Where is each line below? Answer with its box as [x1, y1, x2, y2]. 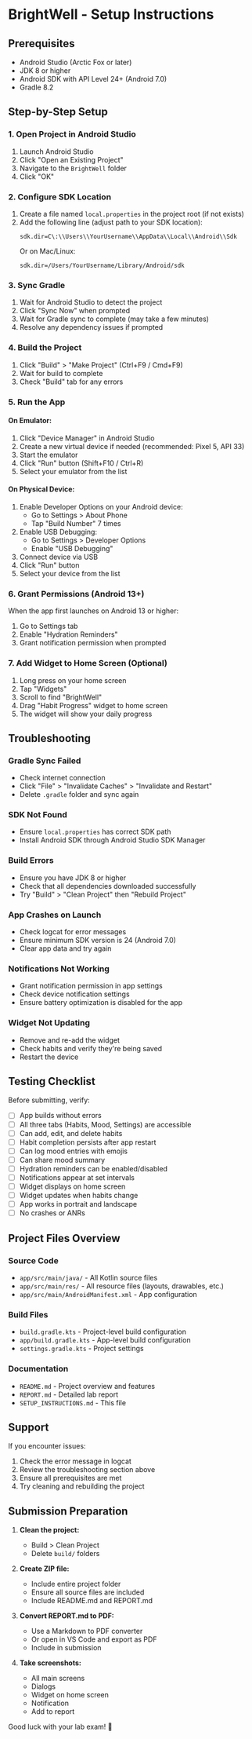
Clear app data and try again [19, 944, 112, 953]
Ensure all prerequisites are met [19, 1474, 122, 1483]
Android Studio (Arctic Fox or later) [19, 57, 132, 67]
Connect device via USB [19, 552, 99, 561]
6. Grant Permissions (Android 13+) [8, 588, 145, 599]
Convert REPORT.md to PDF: [19, 1611, 115, 1620]
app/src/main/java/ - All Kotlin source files [19, 1273, 158, 1282]
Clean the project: [19, 1525, 80, 1535]
